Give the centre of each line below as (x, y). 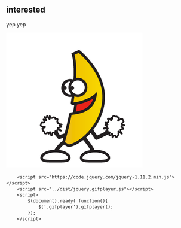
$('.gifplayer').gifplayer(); (76, 207)
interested (26, 10)
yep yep (16, 24)
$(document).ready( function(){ (68, 201)
